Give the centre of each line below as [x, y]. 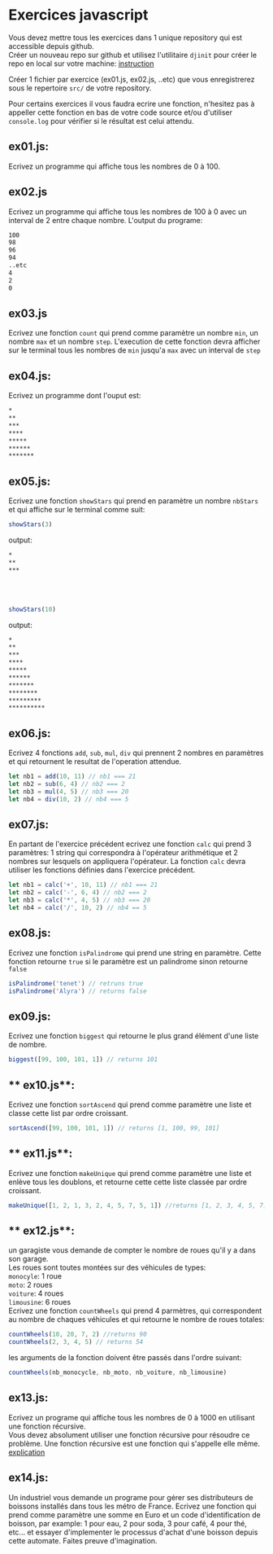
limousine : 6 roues [40, 1302]
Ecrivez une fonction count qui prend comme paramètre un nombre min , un [133, 333]
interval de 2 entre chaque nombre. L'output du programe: [106, 220]
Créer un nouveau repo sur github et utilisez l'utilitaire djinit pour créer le [133, 55]
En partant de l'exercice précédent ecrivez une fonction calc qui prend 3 [130, 844]
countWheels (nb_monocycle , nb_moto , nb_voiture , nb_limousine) [118, 1373]
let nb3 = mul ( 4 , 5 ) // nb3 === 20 [69, 792]
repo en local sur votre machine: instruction [81, 64]
